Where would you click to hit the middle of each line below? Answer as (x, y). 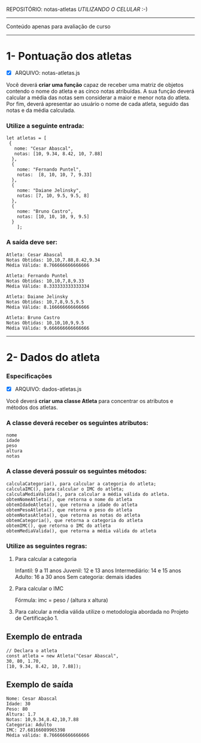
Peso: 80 (17, 709)
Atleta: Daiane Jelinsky (37, 296)
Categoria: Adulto (29, 724)
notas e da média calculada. (41, 110)
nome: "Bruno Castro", (45, 212)
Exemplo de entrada (44, 637)
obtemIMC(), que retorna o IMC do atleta (59, 526)
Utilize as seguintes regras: (47, 546)
